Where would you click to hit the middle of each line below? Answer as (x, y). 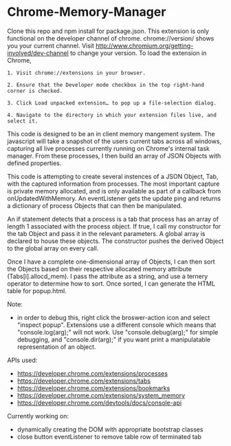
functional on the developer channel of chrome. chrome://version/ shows (111, 38)
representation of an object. (56, 347)
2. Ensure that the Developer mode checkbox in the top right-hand (106, 85)
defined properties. (34, 163)
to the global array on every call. (53, 248)
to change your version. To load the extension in (138, 53)
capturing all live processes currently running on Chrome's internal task (108, 148)
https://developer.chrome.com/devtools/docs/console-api (99, 403)
